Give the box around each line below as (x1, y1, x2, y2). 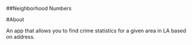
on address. (6, 33, 35, 40)
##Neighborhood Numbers (6, 5, 72, 12)
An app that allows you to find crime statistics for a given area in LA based (6, 27, 187, 34)
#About (6, 16, 25, 22)
